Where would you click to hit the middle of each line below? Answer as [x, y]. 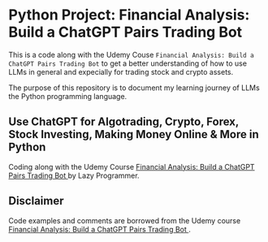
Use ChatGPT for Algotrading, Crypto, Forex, [124, 122]
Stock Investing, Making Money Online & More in [134, 134]
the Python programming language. [68, 96]
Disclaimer [36, 201]
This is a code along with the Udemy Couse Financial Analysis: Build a [131, 54]
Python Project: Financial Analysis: [129, 15]
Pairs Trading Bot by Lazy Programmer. [74, 175]
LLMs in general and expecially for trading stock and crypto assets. [121, 71]
